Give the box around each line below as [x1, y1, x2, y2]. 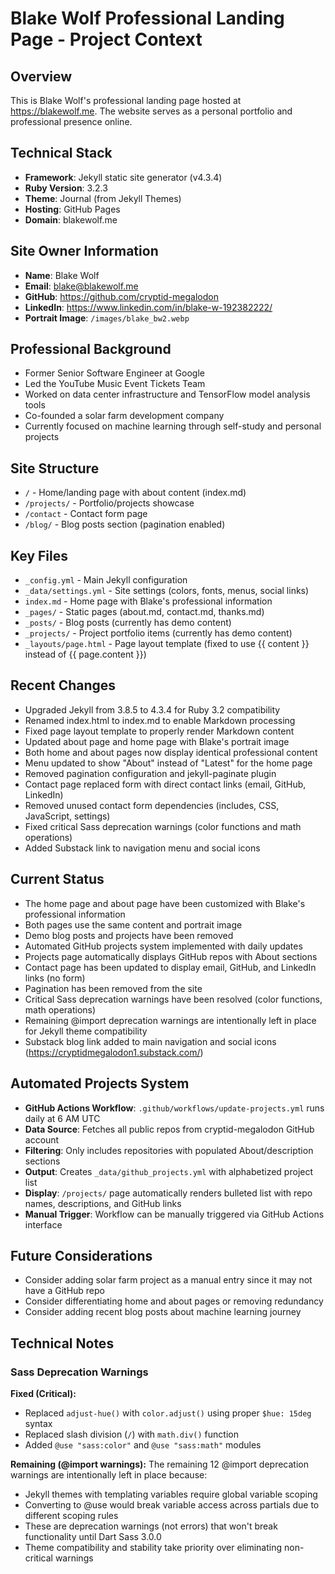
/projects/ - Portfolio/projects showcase [24, 497, 195, 509]
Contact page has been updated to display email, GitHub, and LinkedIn [24, 961, 317, 973]
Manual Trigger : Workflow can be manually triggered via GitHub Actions [24, 1208, 325, 1220]
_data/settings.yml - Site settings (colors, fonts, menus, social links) [24, 585, 310, 597]
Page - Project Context [10, 28, 203, 51]
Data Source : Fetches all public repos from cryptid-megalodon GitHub [24, 1123, 315, 1135]
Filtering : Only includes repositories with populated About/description [24, 1144, 314, 1156]
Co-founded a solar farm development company [24, 410, 225, 422]
